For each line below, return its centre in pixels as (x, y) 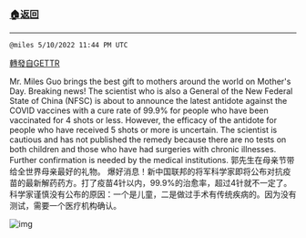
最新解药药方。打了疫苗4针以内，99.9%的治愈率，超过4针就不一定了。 (158, 183)
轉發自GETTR (35, 63)
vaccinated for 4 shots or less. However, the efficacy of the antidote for (143, 120)
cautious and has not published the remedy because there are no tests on (148, 140)
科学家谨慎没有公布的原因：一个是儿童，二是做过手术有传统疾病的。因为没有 (153, 194)
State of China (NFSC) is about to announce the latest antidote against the (148, 101)
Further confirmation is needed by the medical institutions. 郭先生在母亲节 (148, 160)
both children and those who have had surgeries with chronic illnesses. (143, 150)
